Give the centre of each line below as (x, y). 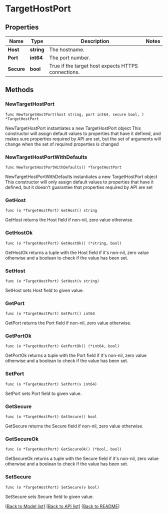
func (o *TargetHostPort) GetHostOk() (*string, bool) (63, 243)
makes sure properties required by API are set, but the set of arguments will (83, 138)
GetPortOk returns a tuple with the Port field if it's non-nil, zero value (76, 355)
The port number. (70, 58)
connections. (64, 72)
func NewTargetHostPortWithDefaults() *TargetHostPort (63, 167)
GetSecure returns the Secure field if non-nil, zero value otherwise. (74, 426)
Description (95, 41)
